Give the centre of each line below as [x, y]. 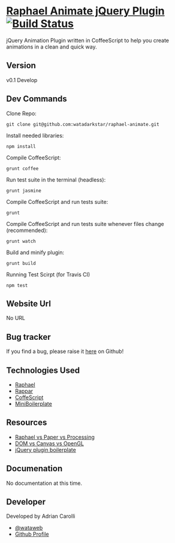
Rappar [24, 391]
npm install [21, 146]
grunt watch [21, 241]
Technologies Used [43, 370]
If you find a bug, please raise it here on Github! [65, 351]
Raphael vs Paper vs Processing [55, 437]
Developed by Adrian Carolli [41, 516]
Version [21, 66]
